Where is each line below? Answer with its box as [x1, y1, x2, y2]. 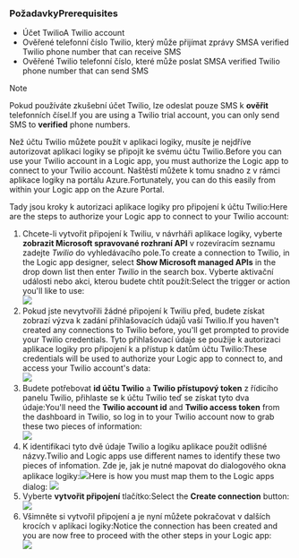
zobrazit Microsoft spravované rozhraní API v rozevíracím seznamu [21, 238, 276, 249]
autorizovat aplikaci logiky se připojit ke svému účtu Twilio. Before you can [9, 146, 282, 157]
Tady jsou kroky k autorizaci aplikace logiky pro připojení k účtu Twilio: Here [9, 202, 288, 212]
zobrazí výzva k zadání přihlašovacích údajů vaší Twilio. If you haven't [21, 315, 279, 326]
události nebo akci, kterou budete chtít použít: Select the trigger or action [21, 276, 291, 287]
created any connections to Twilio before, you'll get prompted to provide [21, 325, 289, 336]
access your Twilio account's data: [21, 363, 151, 373]
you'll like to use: [21, 286, 85, 296]
